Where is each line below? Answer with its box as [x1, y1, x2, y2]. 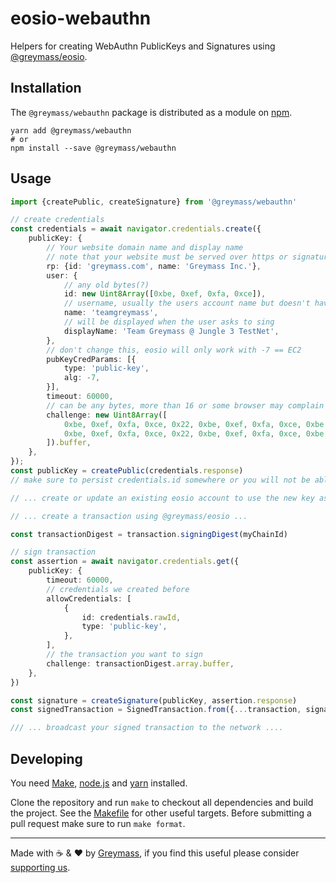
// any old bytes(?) [63, 280, 150, 290]
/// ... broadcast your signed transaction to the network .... [10, 723, 284, 733]
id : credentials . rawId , [81, 612, 182, 622]
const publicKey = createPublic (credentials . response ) [10, 466, 244, 476]
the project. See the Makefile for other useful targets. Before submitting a [10, 807, 312, 819]
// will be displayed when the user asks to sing [63, 317, 275, 327]
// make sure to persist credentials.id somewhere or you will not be [10, 475, 311, 485]
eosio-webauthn [10, 7, 152, 30]
